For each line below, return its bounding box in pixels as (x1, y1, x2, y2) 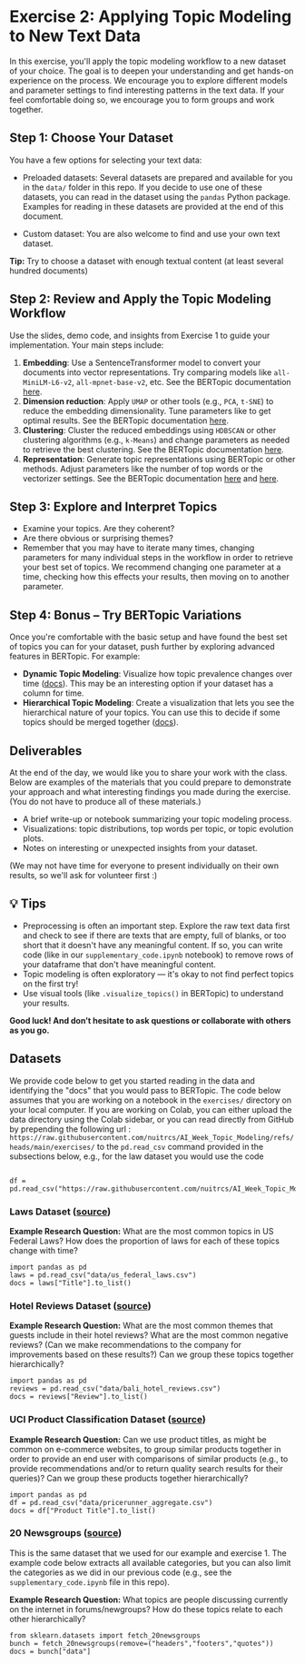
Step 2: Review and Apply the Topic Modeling (9, 292, 272, 307)
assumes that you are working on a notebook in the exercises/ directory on (9, 1094, 292, 1105)
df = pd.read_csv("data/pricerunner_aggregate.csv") (9, 1498, 213, 1507)
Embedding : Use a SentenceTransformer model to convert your (22, 357, 261, 368)
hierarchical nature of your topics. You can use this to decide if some (22, 707, 280, 718)
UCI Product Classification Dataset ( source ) (9, 1413, 206, 1426)
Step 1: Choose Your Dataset (9, 130, 174, 146)
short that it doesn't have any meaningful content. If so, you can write (22, 939, 283, 950)
